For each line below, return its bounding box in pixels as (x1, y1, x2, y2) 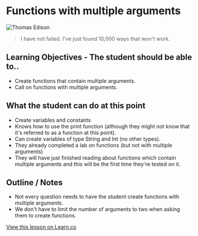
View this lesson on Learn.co (6, 224, 77, 231)
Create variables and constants (14, 117, 91, 124)
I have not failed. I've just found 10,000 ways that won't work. (20, 35, 170, 42)
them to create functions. (14, 212, 77, 219)
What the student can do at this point (6, 101, 146, 111)
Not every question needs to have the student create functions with (14, 193, 179, 201)
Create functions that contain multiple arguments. (14, 77, 136, 84)
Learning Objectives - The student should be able (6, 52, 192, 63)
